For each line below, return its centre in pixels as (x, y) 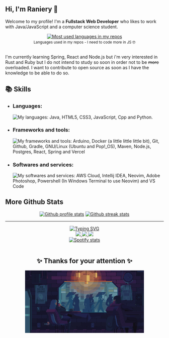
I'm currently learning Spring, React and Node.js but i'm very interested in (81, 57)
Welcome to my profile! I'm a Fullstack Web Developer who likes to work (81, 21)
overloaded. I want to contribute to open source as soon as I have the (77, 67)
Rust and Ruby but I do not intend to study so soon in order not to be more (82, 62)
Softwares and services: (43, 165)
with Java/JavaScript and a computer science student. (62, 27)
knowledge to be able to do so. (37, 73)
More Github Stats (34, 202)
